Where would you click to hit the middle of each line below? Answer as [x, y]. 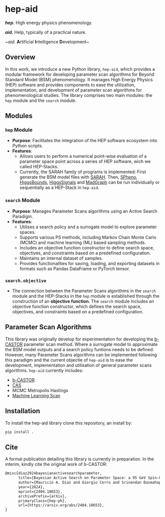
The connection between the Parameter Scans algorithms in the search [84, 291]
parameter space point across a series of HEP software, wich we [85, 161]
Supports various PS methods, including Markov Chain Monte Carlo [88, 237]
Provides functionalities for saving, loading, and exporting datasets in [89, 263]
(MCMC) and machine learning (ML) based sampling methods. [83, 243]
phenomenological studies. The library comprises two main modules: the [79, 95]
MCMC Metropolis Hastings [40, 390]
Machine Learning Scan [36, 395]
